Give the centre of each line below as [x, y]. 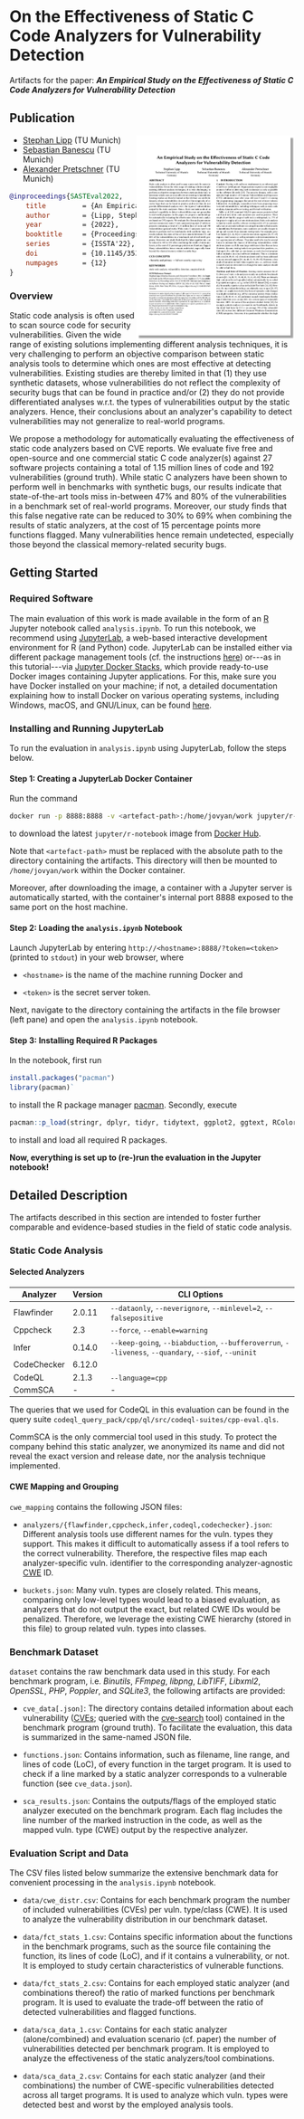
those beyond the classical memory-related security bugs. [118, 544]
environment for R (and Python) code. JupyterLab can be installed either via [151, 647]
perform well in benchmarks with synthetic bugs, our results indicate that [146, 487]
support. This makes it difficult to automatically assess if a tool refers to [156, 1544]
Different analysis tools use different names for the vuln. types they [147, 1534]
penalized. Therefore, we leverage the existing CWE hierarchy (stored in [157, 1619]
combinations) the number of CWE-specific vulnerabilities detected [148, 2086]
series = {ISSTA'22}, [81, 244]
